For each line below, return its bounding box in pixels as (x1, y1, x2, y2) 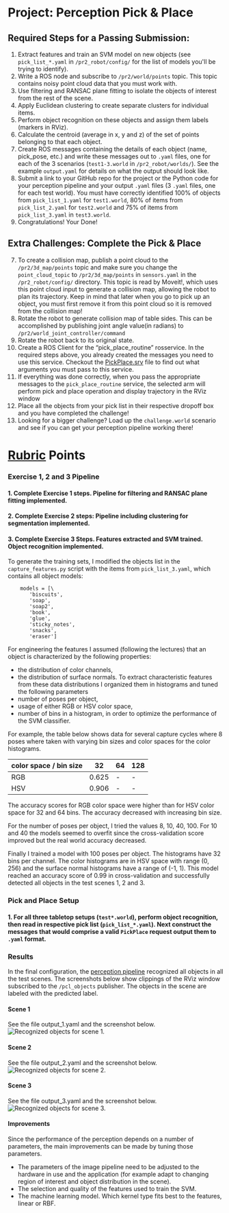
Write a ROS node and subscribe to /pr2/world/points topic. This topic (17, 72, 217, 80)
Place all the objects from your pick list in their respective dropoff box (17, 401, 214, 409)
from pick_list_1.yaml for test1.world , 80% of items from (17, 196, 183, 204)
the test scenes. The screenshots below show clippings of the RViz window (8, 975, 221, 983)
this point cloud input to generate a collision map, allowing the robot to (17, 285, 217, 293)
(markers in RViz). (17, 123, 68, 131)
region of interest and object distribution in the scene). (17, 1177, 172, 1186)
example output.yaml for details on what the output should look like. (17, 167, 209, 175)
